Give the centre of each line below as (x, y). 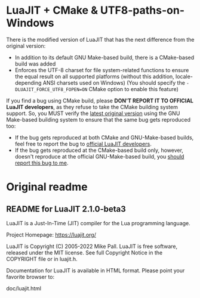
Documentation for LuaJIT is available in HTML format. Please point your (96, 270)
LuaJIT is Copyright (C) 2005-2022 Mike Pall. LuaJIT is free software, (92, 246)
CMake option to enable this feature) (134, 89)
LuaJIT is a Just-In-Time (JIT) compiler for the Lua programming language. (99, 223)
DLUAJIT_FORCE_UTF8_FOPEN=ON (51, 89)
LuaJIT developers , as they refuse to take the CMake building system (92, 107)
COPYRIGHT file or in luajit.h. (42, 259)
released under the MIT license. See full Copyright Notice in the (84, 252)
